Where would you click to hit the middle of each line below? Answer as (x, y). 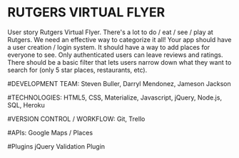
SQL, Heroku (26, 105)
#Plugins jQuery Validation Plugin (56, 146)
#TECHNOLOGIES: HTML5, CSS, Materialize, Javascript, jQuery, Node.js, (115, 98)
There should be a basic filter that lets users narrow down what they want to (119, 62)
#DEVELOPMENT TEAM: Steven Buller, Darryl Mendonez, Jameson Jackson (119, 83)
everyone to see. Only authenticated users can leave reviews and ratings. (115, 55)
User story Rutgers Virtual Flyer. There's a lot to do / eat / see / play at (111, 32)
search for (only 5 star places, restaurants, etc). (77, 70)
